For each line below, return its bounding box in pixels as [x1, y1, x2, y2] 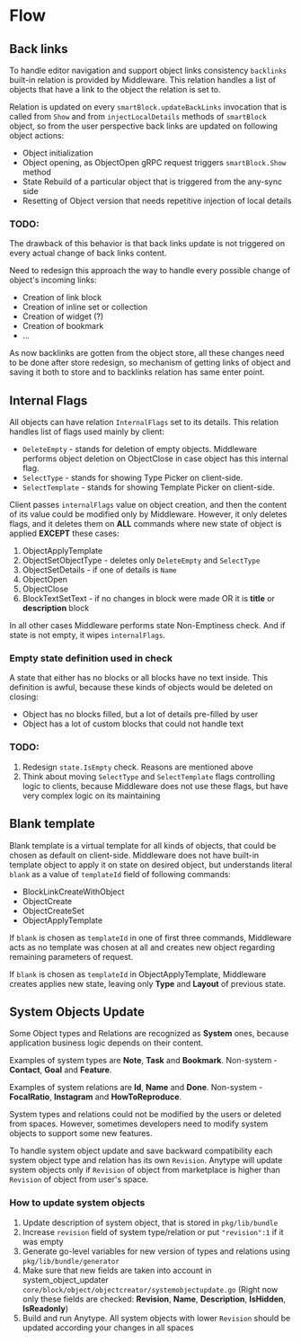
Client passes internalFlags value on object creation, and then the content [9, 500, 288, 511]
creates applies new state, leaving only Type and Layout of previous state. [9, 978, 286, 989]
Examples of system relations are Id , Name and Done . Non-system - [9, 1082, 263, 1093]
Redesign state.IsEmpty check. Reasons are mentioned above [22, 761, 253, 772]
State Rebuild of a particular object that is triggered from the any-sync [22, 176, 283, 187]
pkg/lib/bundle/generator [22, 1257, 120, 1266]
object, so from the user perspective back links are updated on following [9, 120, 279, 131]
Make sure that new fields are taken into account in [22, 1265, 213, 1275]
